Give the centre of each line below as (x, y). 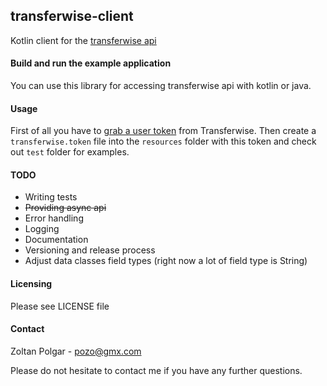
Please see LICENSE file (60, 306)
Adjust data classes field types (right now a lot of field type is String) (166, 261)
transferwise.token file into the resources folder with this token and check (163, 141)
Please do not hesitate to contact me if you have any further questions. (156, 370)
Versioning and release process (90, 250)
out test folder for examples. (70, 152)
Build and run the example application (91, 63)
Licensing (31, 284)
